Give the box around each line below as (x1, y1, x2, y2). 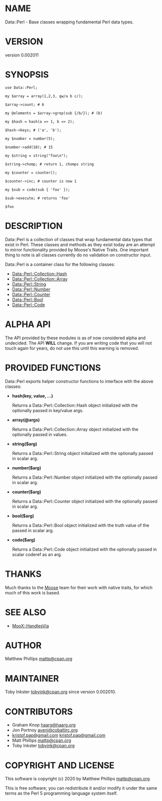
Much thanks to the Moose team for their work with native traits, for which (5, 584, 153, 591)
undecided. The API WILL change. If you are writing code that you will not (5, 340, 152, 346)
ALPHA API (5, 319, 51, 330)
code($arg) (12, 537, 35, 542)
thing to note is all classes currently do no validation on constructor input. (5, 252, 151, 258)
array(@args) (12, 417, 40, 423)
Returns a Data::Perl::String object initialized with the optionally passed (12, 450, 153, 456)
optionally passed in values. (12, 431, 68, 437)
